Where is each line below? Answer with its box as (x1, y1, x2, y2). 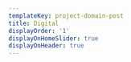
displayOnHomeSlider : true (8, 34, 99, 43)
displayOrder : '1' (8, 27, 70, 35)
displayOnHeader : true (8, 42, 84, 50)
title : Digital (8, 19, 59, 27)
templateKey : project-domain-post (8, 11, 125, 20)
